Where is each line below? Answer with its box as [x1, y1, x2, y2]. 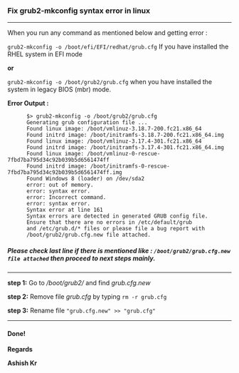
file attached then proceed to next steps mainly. [7, 254, 156, 262]
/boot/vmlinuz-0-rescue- [86, 150, 161, 158]
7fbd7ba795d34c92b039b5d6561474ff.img [7, 169, 122, 176]
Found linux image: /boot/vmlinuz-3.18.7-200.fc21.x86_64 [26, 126, 202, 133]
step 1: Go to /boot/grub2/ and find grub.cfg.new [7, 279, 151, 287]
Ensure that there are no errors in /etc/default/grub [26, 219, 193, 226]
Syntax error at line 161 [26, 206, 103, 214]
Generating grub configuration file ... [26, 119, 148, 126]
